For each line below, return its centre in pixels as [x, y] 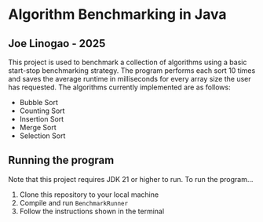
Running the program [61, 160]
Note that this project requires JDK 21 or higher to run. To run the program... [131, 179]
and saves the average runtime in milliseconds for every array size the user [130, 79]
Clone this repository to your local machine [89, 195]
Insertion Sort [42, 119]
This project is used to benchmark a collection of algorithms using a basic [128, 62]
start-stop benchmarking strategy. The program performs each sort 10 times [132, 71]
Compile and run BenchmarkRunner [73, 202]
